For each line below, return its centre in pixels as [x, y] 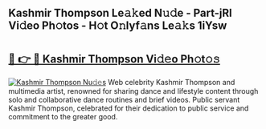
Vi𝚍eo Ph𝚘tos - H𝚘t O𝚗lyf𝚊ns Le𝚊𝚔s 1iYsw [118, 26]
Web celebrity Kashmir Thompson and [172, 82]
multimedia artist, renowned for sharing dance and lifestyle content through [133, 91]
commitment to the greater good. [63, 117]
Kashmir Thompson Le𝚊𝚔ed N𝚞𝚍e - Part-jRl [121, 13]
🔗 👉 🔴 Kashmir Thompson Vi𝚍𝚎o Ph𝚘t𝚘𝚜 [115, 59]
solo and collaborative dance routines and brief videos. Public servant [124, 100]
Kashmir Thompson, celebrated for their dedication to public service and [129, 108]
